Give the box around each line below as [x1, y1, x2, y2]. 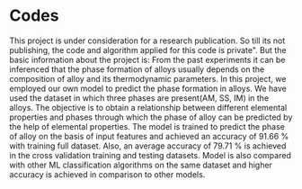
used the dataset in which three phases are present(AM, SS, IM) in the [9, 92, 270, 103]
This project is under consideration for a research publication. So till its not [9, 35, 286, 46]
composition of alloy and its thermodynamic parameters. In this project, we [9, 73, 287, 84]
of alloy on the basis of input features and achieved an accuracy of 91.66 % [9, 130, 289, 141]
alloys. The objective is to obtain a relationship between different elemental [9, 102, 288, 112]
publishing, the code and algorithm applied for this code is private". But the [9, 44, 287, 55]
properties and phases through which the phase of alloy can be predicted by [9, 112, 293, 122]
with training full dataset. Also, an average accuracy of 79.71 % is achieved [9, 140, 287, 151]
